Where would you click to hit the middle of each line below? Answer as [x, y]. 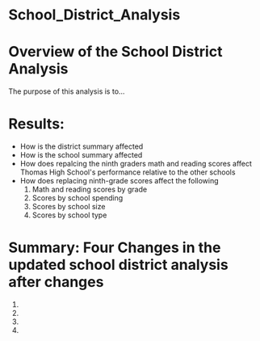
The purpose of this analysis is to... [67, 91]
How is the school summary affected [81, 155]
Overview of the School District [115, 52]
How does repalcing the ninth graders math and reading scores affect [136, 164]
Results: [36, 124]
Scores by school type [69, 215]
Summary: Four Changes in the [115, 248]
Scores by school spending [78, 198]
